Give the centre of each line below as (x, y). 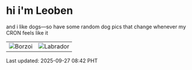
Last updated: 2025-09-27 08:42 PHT (52, 60)
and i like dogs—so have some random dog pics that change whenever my (96, 27)
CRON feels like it (27, 32)
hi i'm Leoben (40, 11)
